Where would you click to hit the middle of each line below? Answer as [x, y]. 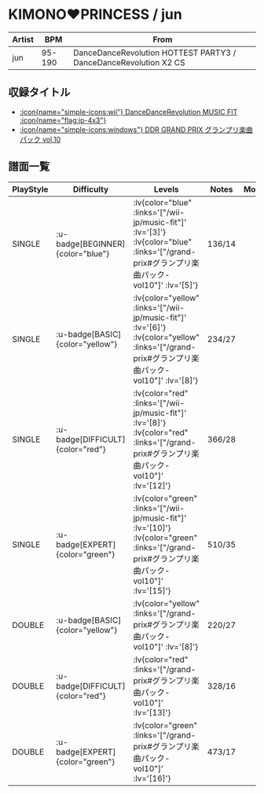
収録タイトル [39, 92]
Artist [23, 39]
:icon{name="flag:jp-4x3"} [63, 120]
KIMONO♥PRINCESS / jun [95, 15]
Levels [166, 189]
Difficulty [91, 189]
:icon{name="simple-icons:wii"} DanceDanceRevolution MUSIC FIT [128, 112]
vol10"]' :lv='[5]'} [166, 285]
